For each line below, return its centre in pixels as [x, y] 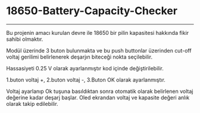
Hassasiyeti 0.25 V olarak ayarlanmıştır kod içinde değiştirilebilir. [85, 68]
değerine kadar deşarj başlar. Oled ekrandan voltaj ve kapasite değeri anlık [98, 97]
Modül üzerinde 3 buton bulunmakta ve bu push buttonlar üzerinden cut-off [99, 50]
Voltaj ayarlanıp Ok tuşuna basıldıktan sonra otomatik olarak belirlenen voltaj [100, 91]
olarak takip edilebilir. [32, 104]
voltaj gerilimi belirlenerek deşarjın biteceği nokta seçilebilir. [79, 57]
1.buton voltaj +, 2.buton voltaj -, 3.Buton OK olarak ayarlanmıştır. [86, 80]
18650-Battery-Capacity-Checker [92, 11]
